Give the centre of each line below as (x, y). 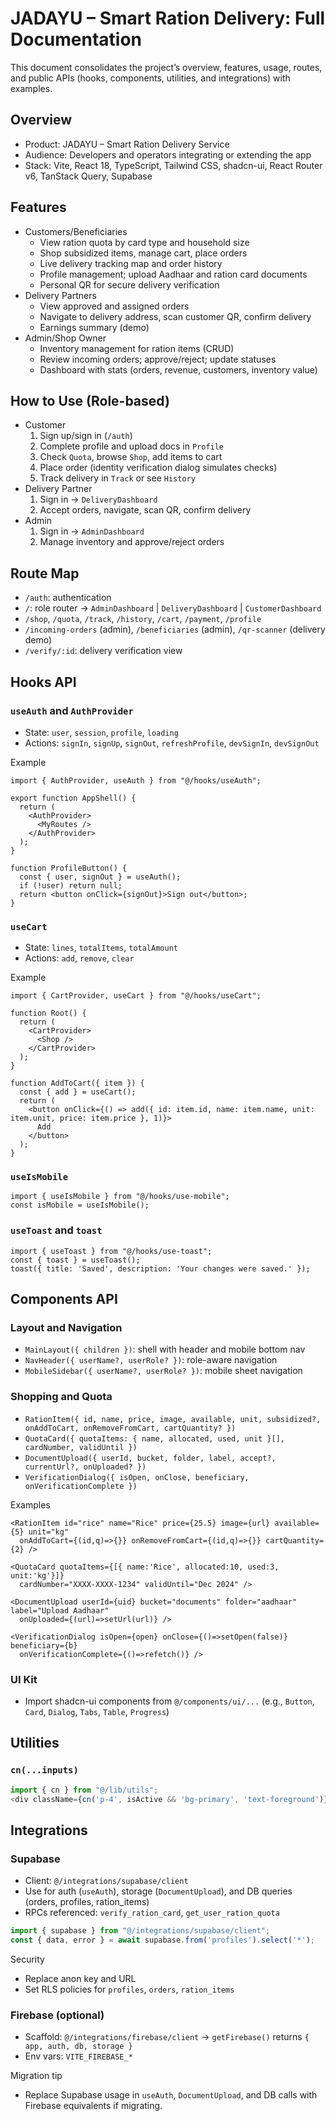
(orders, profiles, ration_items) (87, 1902)
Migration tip (36, 2076)
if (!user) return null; (71, 885)
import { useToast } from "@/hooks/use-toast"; (111, 1251)
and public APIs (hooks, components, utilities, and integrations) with (150, 78)
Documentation (76, 39)
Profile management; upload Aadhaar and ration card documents (173, 274)
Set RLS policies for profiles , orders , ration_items (129, 1989)
